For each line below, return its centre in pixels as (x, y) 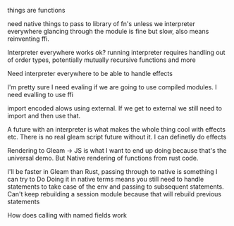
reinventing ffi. (28, 39)
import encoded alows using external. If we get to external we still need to (115, 108)
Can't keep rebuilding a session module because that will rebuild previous (115, 194)
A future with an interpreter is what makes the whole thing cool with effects (116, 129)
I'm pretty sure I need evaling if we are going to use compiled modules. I (112, 87)
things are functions (36, 10)
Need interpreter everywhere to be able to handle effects (90, 74)
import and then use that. (44, 116)
